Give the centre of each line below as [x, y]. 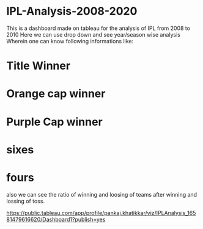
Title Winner [39, 66]
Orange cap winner [56, 94]
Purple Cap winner [54, 122]
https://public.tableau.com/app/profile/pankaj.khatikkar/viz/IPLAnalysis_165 [101, 213]
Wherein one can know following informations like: [70, 41]
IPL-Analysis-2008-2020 [72, 11]
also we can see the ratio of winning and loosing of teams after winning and [102, 194]
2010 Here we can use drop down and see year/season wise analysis [93, 34]
